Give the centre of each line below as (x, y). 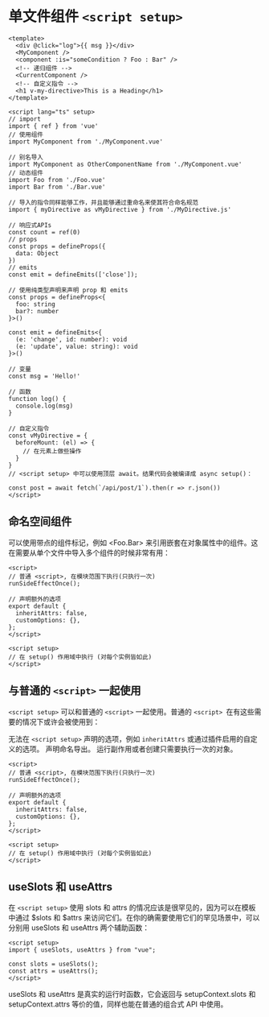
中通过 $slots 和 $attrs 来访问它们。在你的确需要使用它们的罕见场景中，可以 (134, 918)
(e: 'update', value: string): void (77, 346)
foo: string (36, 304)
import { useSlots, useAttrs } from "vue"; (82, 950)
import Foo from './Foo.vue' (57, 180)
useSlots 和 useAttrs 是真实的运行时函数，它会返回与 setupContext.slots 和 (132, 994)
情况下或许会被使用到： (61, 721)
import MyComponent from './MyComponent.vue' (86, 142)
